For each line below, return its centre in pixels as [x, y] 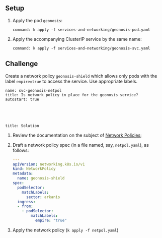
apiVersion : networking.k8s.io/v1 [49, 164]
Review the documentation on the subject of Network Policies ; [77, 135]
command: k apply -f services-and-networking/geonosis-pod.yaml [81, 30]
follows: [21, 150]
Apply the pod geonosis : [37, 20]
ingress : [26, 202]
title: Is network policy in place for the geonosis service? [72, 95]
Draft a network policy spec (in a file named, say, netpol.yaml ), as [81, 145]
